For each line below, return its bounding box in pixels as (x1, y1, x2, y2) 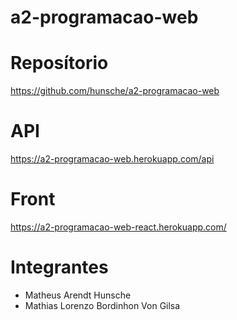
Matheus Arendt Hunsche (24, 289, 132, 301)
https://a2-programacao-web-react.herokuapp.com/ (10, 221, 227, 233)
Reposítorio (10, 52, 109, 75)
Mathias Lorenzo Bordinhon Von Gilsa (24, 299, 181, 311)
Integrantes (10, 256, 109, 279)
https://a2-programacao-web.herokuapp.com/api (10, 153, 215, 165)
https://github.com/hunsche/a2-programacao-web (10, 85, 220, 97)
